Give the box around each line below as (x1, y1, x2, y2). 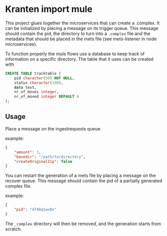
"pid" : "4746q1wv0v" (14, 207, 57, 212)
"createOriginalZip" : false (14, 159, 72, 164)
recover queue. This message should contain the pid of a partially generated (5, 178, 163, 184)
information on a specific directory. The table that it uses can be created (5, 56, 154, 62)
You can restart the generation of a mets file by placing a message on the (5, 173, 156, 179)
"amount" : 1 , (14, 149, 41, 155)
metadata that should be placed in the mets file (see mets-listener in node (5, 36, 157, 42)
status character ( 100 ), (14, 80, 64, 85)
